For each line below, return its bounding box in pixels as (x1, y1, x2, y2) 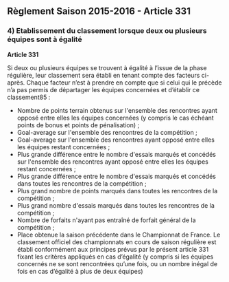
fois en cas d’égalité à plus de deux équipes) (16, 267, 143, 275)
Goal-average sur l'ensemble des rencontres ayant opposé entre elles (16, 135, 215, 144)
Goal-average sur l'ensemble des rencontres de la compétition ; (16, 128, 197, 136)
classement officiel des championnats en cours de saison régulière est (16, 237, 217, 246)
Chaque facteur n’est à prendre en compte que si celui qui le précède (26, 78, 222, 87)
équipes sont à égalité (7, 34, 82, 44)
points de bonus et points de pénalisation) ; (16, 120, 140, 129)
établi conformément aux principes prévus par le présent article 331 (16, 245, 209, 253)
